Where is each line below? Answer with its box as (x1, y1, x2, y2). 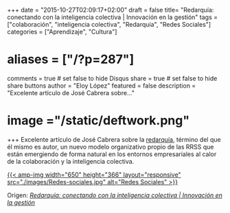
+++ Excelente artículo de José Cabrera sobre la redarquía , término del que (7, 135, 221, 143)
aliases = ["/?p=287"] (7, 51, 135, 67)
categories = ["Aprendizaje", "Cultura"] (7, 27, 117, 36)
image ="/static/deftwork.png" (7, 113, 190, 129)
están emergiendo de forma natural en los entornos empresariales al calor (7, 150, 217, 158)
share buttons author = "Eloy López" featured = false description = (7, 82, 196, 90)
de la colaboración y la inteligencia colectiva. (7, 157, 135, 165)
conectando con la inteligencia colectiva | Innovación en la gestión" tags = (7, 13, 218, 21)
